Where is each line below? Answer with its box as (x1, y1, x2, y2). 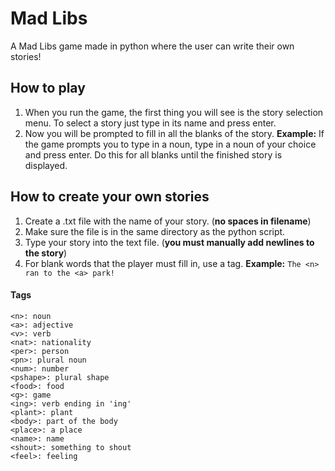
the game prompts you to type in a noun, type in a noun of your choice (24, 138, 317, 150)
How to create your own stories (10, 188, 210, 206)
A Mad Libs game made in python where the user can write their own (10, 40, 295, 52)
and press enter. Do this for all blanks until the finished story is (24, 148, 283, 161)
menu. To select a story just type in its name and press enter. (24, 117, 277, 129)
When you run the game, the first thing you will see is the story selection (24, 106, 324, 118)
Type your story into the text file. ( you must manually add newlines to (24, 236, 315, 248)
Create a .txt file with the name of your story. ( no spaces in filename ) (24, 215, 312, 227)
